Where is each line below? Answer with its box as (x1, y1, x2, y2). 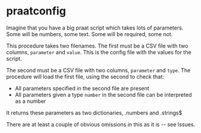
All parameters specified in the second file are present (14, 84, 149, 91)
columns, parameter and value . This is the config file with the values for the (6, 48, 192, 55)
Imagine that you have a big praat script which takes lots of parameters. (6, 24, 184, 31)
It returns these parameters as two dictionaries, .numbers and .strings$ (6, 109, 182, 116)
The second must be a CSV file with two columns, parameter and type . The (6, 66, 191, 73)
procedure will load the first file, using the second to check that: (6, 73, 164, 80)
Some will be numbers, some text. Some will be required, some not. (6, 30, 173, 37)
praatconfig (6, 4, 66, 18)
